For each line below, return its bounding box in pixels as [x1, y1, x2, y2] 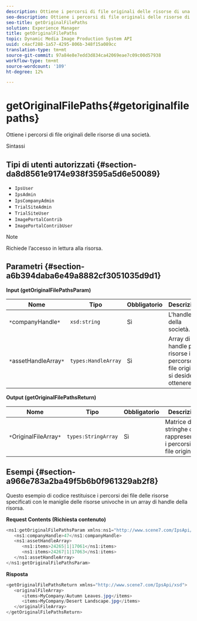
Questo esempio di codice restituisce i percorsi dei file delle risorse [6, 492, 169, 499]
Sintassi [6, 142, 25, 150]
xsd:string [70, 318, 101, 325]
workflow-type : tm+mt [6, 58, 59, 64]
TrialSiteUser [14, 211, 49, 216]
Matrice [165, 418, 186, 426]
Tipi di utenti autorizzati [6, 159, 95, 169]
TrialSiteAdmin [14, 204, 52, 210]
